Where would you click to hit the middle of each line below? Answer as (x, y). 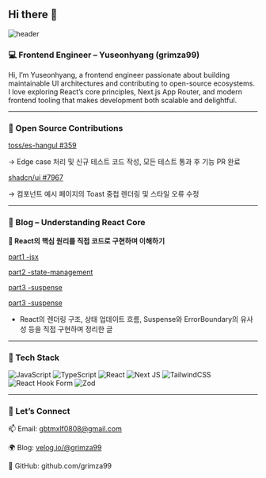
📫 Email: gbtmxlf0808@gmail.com (65, 429)
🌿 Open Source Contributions (66, 128)
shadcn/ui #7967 (36, 178)
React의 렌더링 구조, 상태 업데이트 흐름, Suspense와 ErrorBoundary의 (129, 319)
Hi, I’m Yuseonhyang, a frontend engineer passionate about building (119, 75)
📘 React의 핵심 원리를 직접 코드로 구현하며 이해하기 (87, 241)
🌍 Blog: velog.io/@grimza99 (55, 448)
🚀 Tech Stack (34, 358)
